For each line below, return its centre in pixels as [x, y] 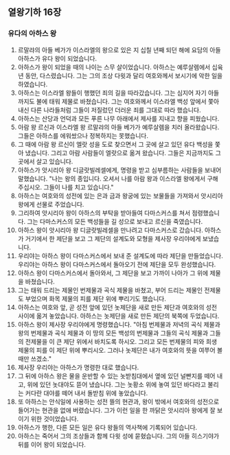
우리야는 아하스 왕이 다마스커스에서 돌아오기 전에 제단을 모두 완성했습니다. [117, 264]
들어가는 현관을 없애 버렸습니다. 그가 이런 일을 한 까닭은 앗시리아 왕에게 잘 [116, 410]
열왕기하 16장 [35, 12]
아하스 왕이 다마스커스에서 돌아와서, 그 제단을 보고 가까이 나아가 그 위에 [113, 272]
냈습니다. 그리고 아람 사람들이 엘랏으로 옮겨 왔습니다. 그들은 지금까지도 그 [123, 152]
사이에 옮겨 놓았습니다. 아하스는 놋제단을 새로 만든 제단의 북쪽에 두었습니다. [118, 316]
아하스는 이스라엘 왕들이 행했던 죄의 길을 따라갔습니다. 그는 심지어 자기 [112, 93]
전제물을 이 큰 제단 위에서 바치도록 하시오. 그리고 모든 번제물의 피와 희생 [121, 341]
